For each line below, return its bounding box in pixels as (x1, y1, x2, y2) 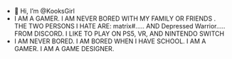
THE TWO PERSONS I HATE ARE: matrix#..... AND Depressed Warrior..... (14, 22, 226, 30)
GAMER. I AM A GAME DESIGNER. (14, 45, 115, 53)
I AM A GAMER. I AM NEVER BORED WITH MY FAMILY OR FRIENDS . (14, 14, 216, 23)
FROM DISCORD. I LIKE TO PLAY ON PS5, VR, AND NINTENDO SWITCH (14, 29, 225, 38)
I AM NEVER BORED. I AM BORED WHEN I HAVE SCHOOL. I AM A (14, 37, 206, 45)
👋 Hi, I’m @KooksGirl (14, 7, 75, 15)
